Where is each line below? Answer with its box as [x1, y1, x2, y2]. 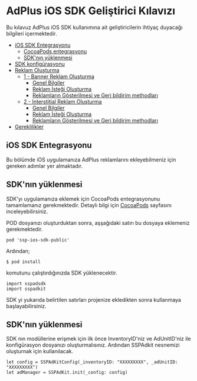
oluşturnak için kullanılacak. [6, 348, 74, 355]
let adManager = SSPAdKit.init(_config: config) [6, 370, 128, 376]
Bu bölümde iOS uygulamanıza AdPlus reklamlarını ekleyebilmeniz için [6, 156, 176, 163]
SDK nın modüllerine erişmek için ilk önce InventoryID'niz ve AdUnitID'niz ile [6, 335, 191, 343]
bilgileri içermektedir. [6, 30, 57, 37]
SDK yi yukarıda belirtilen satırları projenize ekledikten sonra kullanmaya [6, 296, 182, 303]
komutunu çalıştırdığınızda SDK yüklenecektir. [6, 269, 117, 276]
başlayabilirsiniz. [6, 302, 47, 309]
